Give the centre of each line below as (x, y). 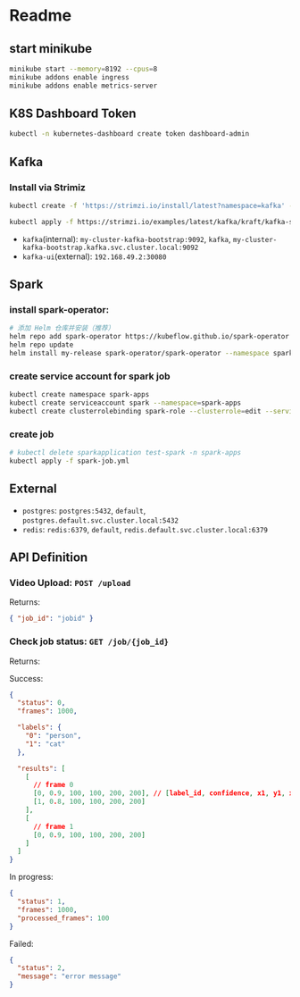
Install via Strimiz (48, 187)
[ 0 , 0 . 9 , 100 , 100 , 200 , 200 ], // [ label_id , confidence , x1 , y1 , (159, 793)
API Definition (49, 558)
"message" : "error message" (70, 976)
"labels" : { (40, 728)
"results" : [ (42, 768)
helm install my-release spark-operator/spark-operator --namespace (139, 354)
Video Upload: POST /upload (70, 583)
